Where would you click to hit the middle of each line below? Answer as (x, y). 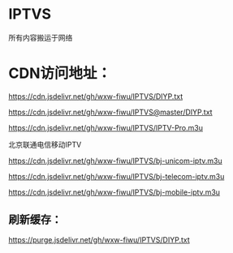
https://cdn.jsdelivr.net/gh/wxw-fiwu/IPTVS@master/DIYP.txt (110, 112)
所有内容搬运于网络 (41, 37)
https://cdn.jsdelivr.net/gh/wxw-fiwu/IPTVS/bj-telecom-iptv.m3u (116, 176)
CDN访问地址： (60, 73)
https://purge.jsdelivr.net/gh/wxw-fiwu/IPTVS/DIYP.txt (99, 239)
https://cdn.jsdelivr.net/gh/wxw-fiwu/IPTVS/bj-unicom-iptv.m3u (115, 161)
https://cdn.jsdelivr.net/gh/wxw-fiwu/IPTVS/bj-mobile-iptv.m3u (114, 192)
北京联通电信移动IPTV (45, 144)
